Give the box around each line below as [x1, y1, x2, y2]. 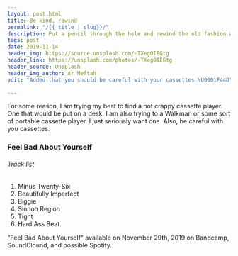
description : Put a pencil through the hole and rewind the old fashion [7, 30, 227, 38]
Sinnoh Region [17, 204, 60, 213]
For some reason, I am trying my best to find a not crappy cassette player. [7, 102, 223, 111]
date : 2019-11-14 [7, 43, 59, 50]
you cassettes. [7, 125, 50, 133]
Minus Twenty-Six [17, 182, 71, 190]
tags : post [7, 37, 40, 44]
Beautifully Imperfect [17, 189, 79, 198]
